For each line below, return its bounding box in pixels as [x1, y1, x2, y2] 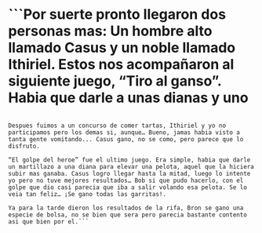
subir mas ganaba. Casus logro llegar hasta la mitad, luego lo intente [8, 169, 251, 177]
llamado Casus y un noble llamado [8, 39, 236, 56]
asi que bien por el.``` [8, 217, 89, 225]
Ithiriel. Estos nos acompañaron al [8, 56, 235, 74]
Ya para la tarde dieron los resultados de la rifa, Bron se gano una [8, 204, 244, 212]
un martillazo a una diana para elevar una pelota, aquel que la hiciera [8, 162, 255, 170]
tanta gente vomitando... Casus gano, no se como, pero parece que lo [8, 135, 244, 143]
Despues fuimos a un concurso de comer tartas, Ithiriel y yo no [8, 122, 226, 129]
